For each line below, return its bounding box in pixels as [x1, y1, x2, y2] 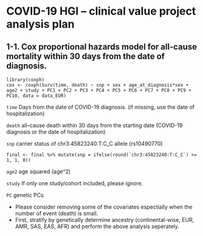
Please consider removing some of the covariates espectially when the [15, 203, 193, 210]
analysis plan [6, 17, 75, 31]
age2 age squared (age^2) [6, 168, 71, 175]
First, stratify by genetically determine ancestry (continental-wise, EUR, [15, 216, 194, 223]
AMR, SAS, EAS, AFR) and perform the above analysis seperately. [15, 223, 179, 230]
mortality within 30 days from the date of [6, 51, 165, 62]
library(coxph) [6, 77, 45, 83]
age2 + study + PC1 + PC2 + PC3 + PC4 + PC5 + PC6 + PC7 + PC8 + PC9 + [6, 87, 191, 93]
